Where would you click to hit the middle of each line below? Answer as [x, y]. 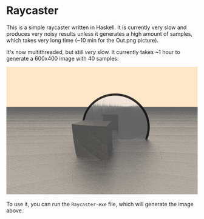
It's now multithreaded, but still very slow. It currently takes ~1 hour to [93, 52]
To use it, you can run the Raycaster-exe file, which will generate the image [100, 204]
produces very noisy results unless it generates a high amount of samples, [100, 33]
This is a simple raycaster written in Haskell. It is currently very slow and [97, 27]
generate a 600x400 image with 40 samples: [63, 58]
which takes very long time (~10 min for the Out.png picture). [83, 40]
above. [15, 211]
